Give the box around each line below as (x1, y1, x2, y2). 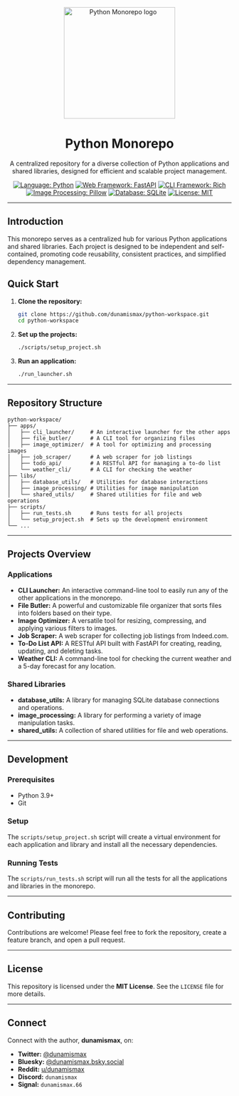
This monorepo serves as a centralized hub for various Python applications (7, 234, 228, 243)
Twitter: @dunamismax (17, 1050, 87, 1058)
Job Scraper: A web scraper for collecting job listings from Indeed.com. (17, 631, 229, 640)
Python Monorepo (65, 136, 174, 152)
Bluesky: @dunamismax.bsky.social (17, 1057, 124, 1066)
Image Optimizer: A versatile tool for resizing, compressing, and (17, 616, 206, 624)
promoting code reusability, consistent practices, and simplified (40, 250, 226, 258)
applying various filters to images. (17, 624, 117, 632)
